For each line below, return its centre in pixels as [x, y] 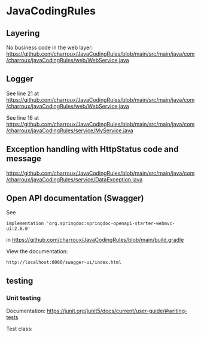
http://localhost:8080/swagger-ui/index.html [64, 262]
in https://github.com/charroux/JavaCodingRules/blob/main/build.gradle [95, 240]
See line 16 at [23, 117]
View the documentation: [37, 251]
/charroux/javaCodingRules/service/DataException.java [74, 179]
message [24, 159]
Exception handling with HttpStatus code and [92, 149]
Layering [23, 33]
